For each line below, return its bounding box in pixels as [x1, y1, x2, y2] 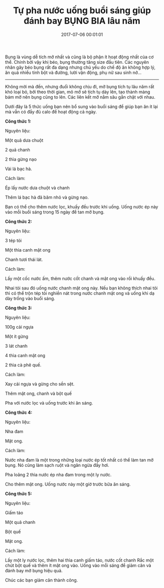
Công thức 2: [5, 218, 32, 224]
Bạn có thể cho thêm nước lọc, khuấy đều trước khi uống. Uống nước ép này [5, 204, 159, 209]
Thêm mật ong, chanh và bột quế [5, 390, 72, 396]
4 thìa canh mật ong [5, 352, 45, 358]
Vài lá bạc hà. [5, 166, 33, 172]
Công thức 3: [5, 305, 33, 311]
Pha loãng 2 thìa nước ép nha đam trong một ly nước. [5, 471, 112, 478]
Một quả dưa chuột [5, 137, 43, 143]
